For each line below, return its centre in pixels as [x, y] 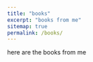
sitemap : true [28, 26]
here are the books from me [47, 52]
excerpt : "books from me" [44, 20]
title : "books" [29, 13]
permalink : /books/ [35, 33]
